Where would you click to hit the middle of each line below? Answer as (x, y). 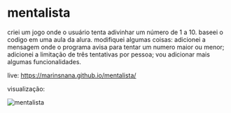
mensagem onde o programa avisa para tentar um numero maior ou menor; (116, 47)
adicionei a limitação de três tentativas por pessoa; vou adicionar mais (108, 54)
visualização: (26, 89)
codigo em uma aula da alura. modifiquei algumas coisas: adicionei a (107, 39)
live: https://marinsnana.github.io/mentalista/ (72, 75)
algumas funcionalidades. (44, 61)
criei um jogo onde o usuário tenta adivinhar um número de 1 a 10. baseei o (115, 32)
